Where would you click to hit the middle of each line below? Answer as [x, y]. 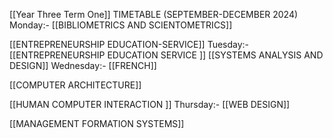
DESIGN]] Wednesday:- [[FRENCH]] [83, 65]
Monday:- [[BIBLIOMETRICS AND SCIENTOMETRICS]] [121, 25]
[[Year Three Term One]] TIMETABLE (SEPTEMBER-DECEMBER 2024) [154, 14]
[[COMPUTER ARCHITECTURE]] [75, 85]
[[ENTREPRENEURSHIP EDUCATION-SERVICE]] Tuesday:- [129, 44]
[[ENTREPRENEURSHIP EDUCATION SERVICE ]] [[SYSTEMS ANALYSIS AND [166, 55]
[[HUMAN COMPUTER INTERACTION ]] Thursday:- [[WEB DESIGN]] [150, 104]
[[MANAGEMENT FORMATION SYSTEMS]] [97, 123]
